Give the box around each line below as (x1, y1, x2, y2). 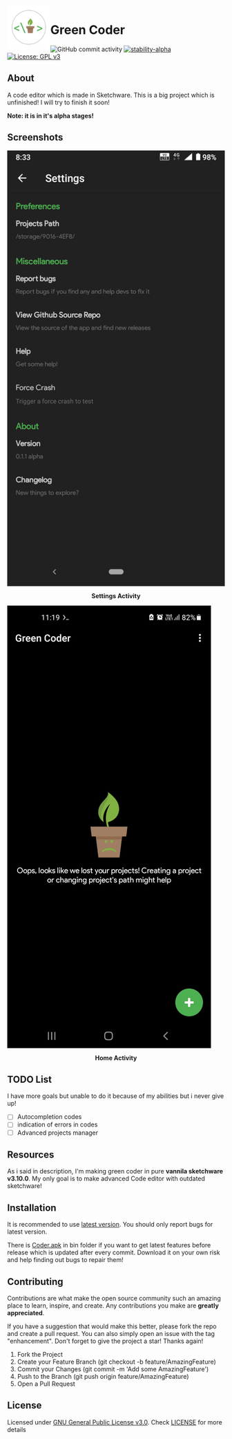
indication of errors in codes (17, 1120, 98, 1129)
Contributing (7, 1276, 64, 1288)
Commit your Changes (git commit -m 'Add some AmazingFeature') (17, 1365, 209, 1373)
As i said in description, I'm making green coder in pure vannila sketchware (7, 1167, 223, 1176)
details (7, 1425, 26, 1433)
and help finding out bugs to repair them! (7, 1256, 124, 1264)
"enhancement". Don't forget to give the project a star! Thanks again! (7, 1337, 204, 1345)
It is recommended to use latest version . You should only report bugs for (7, 1220, 213, 1229)
